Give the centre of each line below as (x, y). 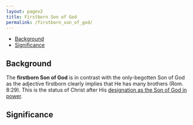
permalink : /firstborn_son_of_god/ (49, 22)
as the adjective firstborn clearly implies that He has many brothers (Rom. (95, 84)
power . (14, 96)
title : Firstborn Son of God (42, 17)
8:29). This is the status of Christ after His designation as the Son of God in (96, 90)
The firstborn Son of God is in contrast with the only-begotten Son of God (96, 78)
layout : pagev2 (25, 11)
